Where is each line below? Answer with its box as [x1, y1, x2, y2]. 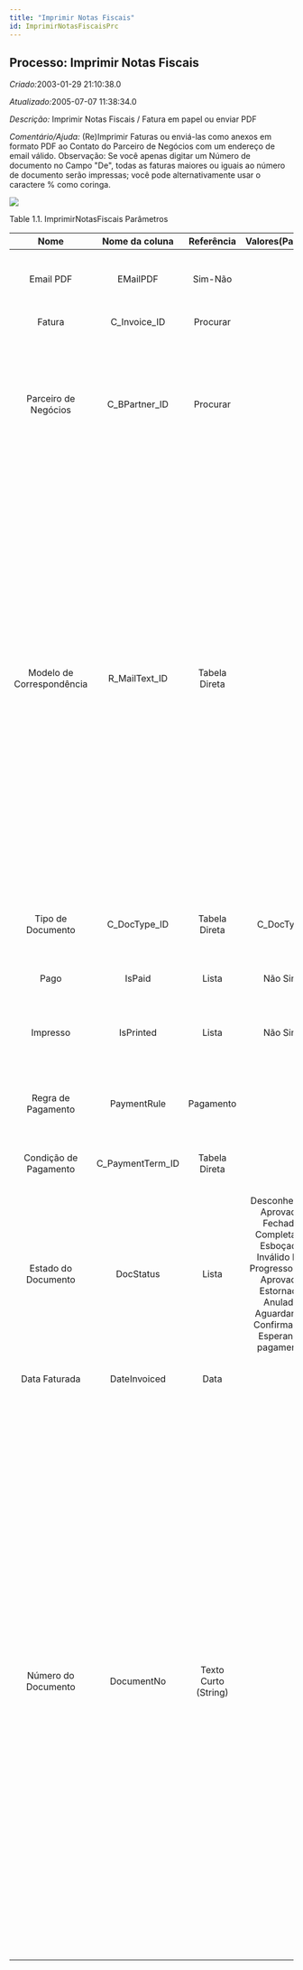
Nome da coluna [102, 236, 174, 248]
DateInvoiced [109, 1373, 167, 1385]
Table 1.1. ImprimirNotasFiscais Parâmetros [9, 214, 169, 225]
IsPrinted [118, 1026, 158, 1039]
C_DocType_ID [106, 918, 170, 930]
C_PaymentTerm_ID [96, 1157, 180, 1170]
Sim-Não [192, 273, 233, 285]
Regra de [31, 1092, 70, 1105]
